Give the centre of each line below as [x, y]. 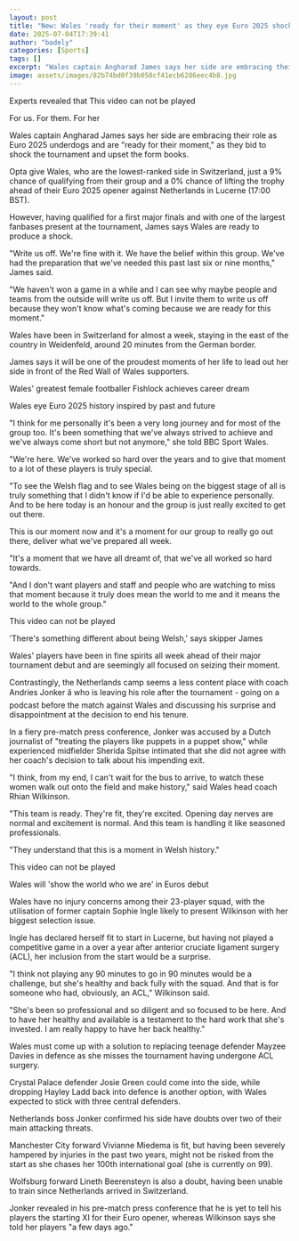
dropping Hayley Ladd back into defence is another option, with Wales [138, 1091]
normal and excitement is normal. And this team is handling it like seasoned [147, 823]
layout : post [33, 17]
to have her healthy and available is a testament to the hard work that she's [147, 1019]
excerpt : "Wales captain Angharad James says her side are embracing [141, 68]
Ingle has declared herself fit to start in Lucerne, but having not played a [141, 937]
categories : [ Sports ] [49, 51]
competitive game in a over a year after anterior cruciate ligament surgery [145, 947]
